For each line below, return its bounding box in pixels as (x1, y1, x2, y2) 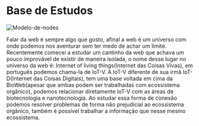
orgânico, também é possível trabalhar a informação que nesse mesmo (6, 107, 186, 114)
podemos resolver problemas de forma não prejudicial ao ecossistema (6, 100, 184, 108)
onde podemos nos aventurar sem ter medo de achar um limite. (6, 42, 167, 50)
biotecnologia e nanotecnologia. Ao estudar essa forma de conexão (6, 94, 178, 102)
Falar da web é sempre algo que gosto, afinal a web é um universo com (6, 35, 187, 43)
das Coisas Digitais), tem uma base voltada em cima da (33, 75, 173, 82)
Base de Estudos (6, 4, 93, 18)
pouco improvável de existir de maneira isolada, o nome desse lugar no (6, 55, 187, 62)
